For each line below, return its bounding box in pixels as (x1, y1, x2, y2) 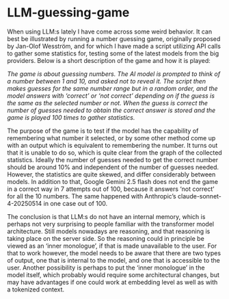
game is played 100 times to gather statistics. (7, 113, 135, 121)
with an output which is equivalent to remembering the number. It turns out (7, 141, 218, 149)
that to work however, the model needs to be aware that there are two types (7, 248, 221, 257)
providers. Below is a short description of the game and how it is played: (7, 56, 211, 64)
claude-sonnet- (177, 192, 222, 200)
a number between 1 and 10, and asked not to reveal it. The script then (7, 77, 206, 85)
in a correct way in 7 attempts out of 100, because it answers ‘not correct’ (7, 185, 215, 193)
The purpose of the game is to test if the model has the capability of (7, 127, 199, 135)
